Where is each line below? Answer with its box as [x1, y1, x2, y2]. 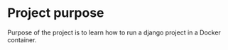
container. [7, 35, 37, 44]
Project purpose [7, 5, 104, 21]
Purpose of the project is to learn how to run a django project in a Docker [7, 28, 222, 37]
